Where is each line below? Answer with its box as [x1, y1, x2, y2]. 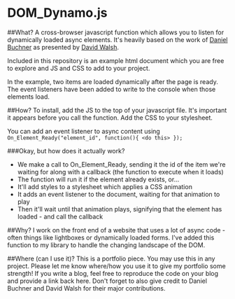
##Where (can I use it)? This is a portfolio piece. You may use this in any [7, 254, 215, 263]
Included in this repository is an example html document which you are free [7, 56, 225, 64]
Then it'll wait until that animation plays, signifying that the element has [17, 204, 222, 213]
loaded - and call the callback [17, 212, 104, 221]
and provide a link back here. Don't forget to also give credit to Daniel [7, 277, 208, 285]
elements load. [7, 92, 50, 101]
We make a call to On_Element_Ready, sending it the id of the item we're [17, 160, 226, 169]
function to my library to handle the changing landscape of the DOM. [7, 240, 206, 249]
